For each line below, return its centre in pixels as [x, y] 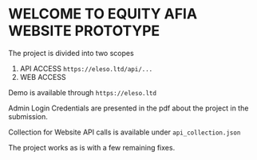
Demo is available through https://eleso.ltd [83, 92]
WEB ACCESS [43, 77]
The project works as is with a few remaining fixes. [92, 147]
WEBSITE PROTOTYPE [84, 31]
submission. [28, 116]
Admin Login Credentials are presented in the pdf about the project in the [128, 108]
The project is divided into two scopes [71, 53]
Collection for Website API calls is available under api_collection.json [125, 132]
